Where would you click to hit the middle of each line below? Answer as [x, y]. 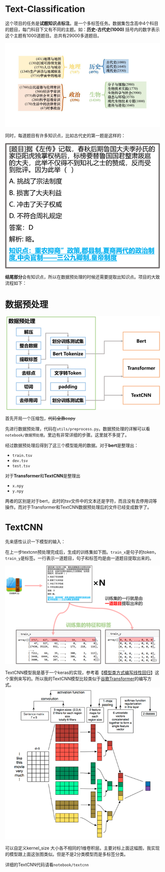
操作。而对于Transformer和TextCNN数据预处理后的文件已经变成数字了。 [78, 507]
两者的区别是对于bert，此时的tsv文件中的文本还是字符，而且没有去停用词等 [81, 501]
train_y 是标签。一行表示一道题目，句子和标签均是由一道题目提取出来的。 [80, 558]
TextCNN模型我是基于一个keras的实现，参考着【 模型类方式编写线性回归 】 [80, 672]
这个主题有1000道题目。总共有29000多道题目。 [53, 35]
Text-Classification [45, 9]
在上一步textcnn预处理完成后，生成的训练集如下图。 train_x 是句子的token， [82, 552]
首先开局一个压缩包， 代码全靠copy [40, 418]
